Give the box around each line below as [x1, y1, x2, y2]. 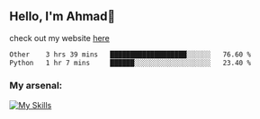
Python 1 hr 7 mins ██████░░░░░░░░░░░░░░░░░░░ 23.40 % [9, 58, 252, 67]
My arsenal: [9, 80, 63, 92]
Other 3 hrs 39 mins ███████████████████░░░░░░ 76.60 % [9, 50, 252, 59]
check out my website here [9, 32, 111, 43]
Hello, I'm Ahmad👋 [9, 9, 116, 24]
